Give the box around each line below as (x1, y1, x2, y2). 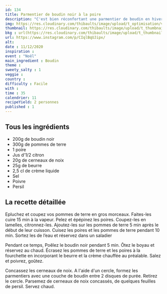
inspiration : (5, 49, 35, 54)
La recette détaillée (5, 198, 66, 206)
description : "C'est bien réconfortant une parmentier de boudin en (5, 16, 150, 21)
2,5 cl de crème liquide (12, 168, 60, 174)
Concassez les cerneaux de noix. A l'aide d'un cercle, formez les (5, 267, 138, 274)
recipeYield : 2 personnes (5, 100, 59, 105)
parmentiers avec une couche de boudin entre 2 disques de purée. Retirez (5, 273, 158, 279)
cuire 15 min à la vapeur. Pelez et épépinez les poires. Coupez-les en (5, 216, 146, 222)
